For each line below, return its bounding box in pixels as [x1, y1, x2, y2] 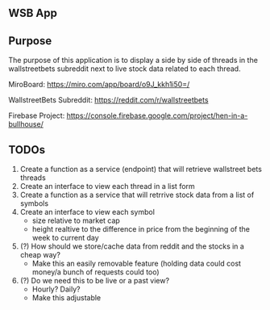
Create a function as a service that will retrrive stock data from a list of [19, 190, 255, 200]
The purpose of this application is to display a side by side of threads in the [8, 56, 258, 65]
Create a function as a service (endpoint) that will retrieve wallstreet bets [19, 165, 262, 174]
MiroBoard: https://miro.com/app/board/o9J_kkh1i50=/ [8, 80, 190, 90]
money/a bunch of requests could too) [31, 267, 160, 277]
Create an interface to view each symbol [19, 207, 156, 217]
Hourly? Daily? [31, 284, 81, 294]
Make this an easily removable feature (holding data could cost [31, 258, 242, 269]
